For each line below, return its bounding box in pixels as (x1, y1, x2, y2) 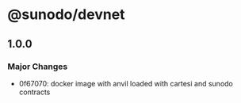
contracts (18, 87, 51, 97)
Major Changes (7, 61, 68, 72)
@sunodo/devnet (7, 6, 125, 24)
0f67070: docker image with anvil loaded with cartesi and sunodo (18, 78, 233, 88)
